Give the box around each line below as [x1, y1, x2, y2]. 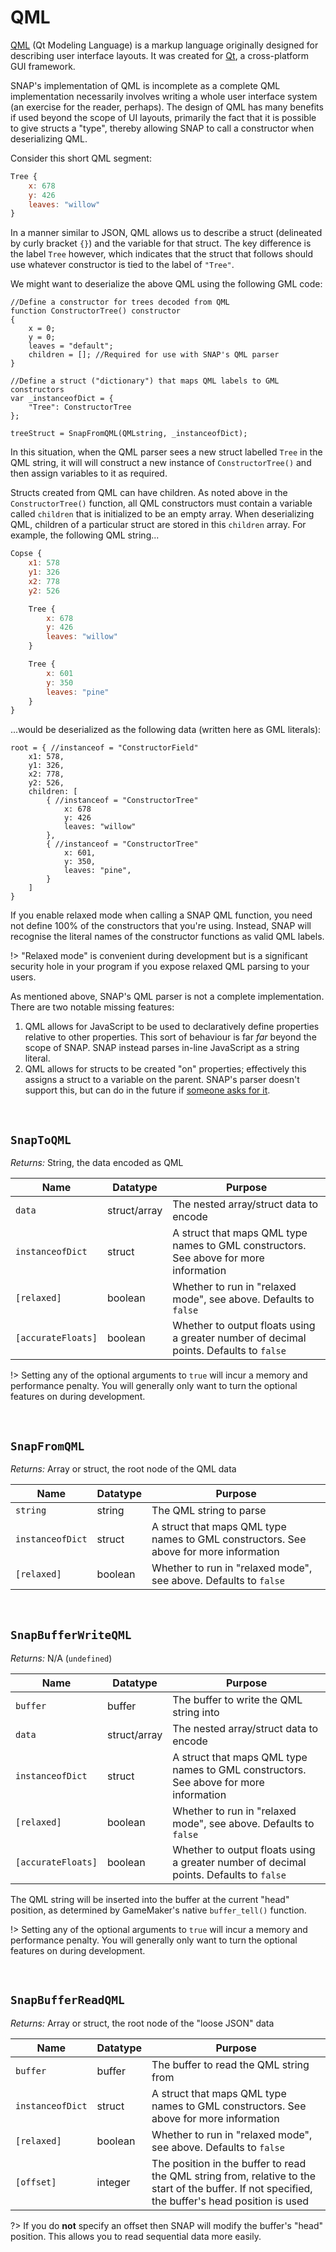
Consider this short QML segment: [10, 152, 152, 164]
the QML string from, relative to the [151, 2169, 316, 2183]
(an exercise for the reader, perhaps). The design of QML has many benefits [10, 101, 324, 113]
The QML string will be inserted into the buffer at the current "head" [10, 1893, 290, 1905]
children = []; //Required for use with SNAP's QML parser [28, 350, 280, 360]
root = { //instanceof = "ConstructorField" [10, 743, 199, 753]
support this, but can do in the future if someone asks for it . [24, 1084, 271, 1096]
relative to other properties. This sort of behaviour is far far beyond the [24, 1031, 317, 1043]
